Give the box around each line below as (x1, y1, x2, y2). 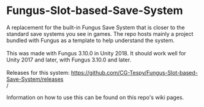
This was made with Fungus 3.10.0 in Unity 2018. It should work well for (6, 49, 187, 57)
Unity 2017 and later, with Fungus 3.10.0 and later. (6, 56, 132, 63)
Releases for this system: (6, 69, 70, 76)
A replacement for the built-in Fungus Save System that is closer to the (6, 24, 185, 31)
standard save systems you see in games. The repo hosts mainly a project (6, 30, 194, 37)
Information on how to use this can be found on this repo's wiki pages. (6, 94, 184, 101)
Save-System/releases (6, 75, 64, 83)
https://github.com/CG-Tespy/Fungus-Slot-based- (70, 69, 198, 76)
